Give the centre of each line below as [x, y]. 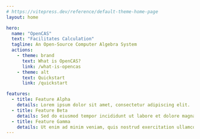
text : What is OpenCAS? [51, 61]
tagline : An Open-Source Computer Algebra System [74, 45]
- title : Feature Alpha [41, 99]
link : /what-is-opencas [51, 67]
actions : [22, 50]
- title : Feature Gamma [41, 121]
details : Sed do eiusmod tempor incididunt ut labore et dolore [98, 116]
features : [18, 94]
